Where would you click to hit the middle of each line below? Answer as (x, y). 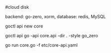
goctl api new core (24, 26)
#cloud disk (17, 7)
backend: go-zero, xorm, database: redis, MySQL (55, 16)
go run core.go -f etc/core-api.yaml (41, 45)
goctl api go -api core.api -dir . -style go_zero (52, 36)
